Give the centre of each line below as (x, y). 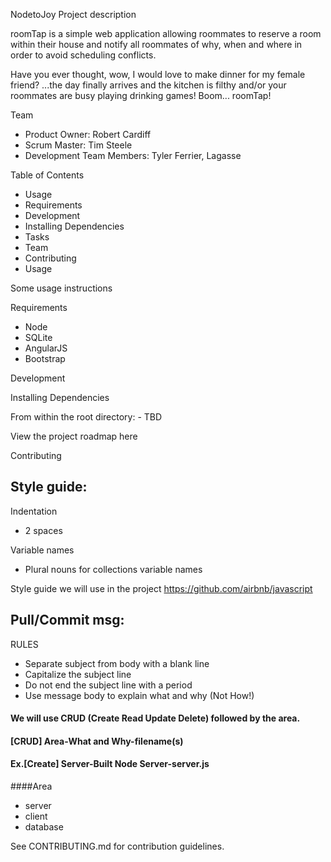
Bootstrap (45, 358)
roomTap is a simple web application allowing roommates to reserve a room (166, 33)
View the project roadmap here (74, 436)
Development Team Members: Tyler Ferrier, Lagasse (133, 155)
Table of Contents (47, 175)
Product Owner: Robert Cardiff (88, 134)
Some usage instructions (61, 288)
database (44, 827)
